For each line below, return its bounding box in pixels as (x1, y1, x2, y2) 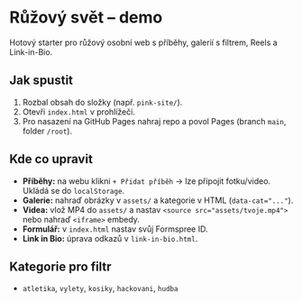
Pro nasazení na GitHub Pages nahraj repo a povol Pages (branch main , (22, 115, 287, 126)
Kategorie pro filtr (9, 259, 112, 274)
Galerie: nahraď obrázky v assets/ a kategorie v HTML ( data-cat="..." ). (22, 195, 294, 206)
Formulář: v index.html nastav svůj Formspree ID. (22, 224, 208, 234)
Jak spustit (9, 73, 74, 88)
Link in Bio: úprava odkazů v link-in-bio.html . (22, 233, 198, 243)
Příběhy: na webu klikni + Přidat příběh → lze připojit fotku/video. (22, 175, 271, 187)
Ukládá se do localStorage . (22, 185, 124, 196)
